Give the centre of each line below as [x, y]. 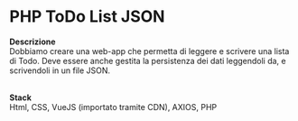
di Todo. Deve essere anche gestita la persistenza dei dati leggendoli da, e [148, 60]
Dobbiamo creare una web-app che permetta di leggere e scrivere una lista [149, 51]
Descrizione [33, 42]
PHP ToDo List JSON [87, 17]
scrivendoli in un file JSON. [60, 70]
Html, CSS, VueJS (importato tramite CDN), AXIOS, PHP [113, 107]
